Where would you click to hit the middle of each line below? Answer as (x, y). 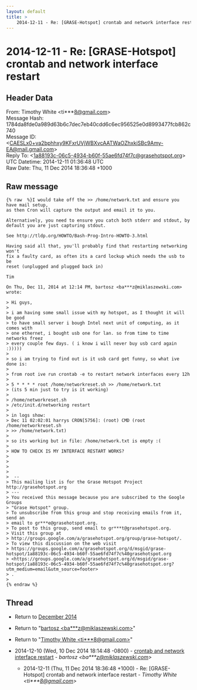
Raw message (32, 186)
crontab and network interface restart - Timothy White (111, 674)
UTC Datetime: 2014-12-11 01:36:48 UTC (55, 162)
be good (16, 318)
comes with (19, 328)
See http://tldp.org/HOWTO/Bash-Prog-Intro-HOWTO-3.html (77, 236)
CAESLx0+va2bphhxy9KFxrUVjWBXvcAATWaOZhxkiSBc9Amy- (86, 143)
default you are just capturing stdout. (56, 226)
